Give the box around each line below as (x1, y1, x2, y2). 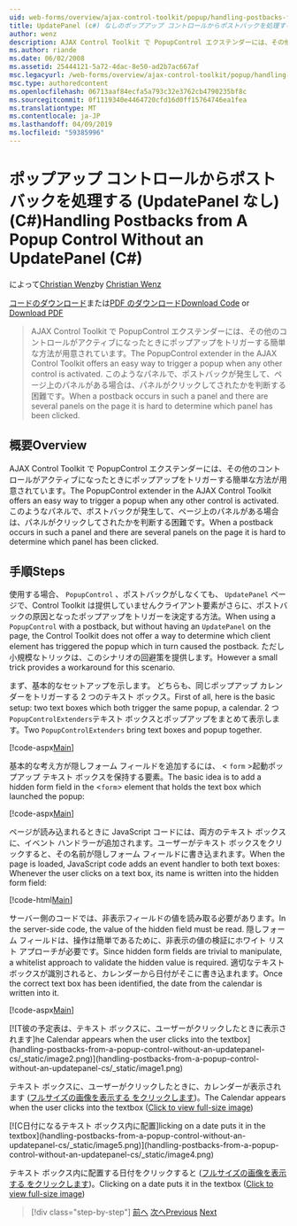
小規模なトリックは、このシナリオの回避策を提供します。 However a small (9, 652, 278, 663)
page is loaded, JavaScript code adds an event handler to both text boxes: (9, 858, 280, 869)
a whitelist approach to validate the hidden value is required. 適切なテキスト (9, 958, 286, 968)
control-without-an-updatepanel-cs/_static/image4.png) (9, 1149, 215, 1160)
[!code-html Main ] (9, 895, 73, 905)
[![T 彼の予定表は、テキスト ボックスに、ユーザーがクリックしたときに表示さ (9, 1023, 287, 1034)
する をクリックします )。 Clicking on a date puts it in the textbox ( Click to (9, 1179, 274, 1190)
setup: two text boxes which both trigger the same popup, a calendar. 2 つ (9, 702, 280, 713)
